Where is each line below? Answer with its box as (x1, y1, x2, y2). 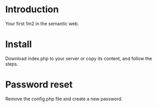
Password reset (5, 79, 73, 91)
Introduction (5, 4, 59, 15)
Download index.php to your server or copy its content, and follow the (5, 55, 152, 61)
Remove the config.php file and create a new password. (5, 96, 123, 102)
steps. (5, 60, 18, 67)
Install (5, 38, 32, 50)
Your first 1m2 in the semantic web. (5, 20, 79, 27)
